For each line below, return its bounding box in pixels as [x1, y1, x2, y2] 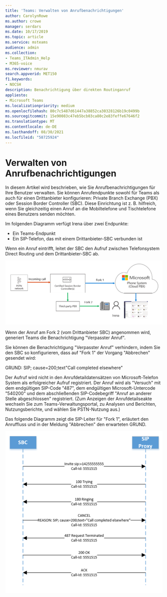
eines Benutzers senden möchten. [5, 211, 76, 217]
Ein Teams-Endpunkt [12, 230, 56, 236]
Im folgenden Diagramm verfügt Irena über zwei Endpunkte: [5, 220, 129, 226]
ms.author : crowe [5, 19, 41, 24]
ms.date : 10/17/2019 [5, 29, 48, 35]
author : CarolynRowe [5, 13, 48, 19]
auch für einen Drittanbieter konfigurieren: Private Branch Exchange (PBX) [5, 195, 158, 201]
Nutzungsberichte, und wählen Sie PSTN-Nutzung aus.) [5, 406, 120, 412]
